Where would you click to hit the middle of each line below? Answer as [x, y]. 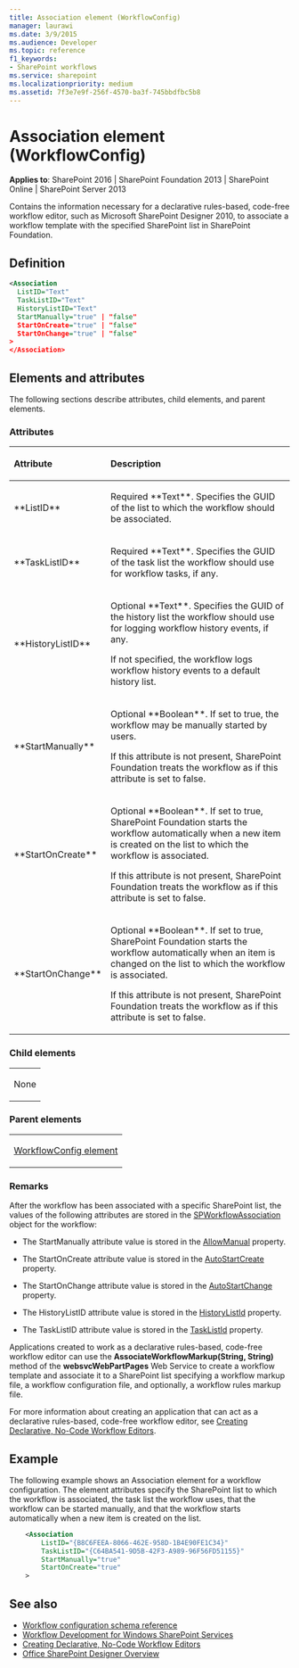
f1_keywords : [33, 59]
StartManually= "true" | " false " [77, 317]
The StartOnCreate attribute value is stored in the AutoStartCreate [143, 1259]
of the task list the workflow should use [192, 563]
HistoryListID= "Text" [57, 309]
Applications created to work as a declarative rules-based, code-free [136, 1347]
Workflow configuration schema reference [100, 1625]
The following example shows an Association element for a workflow [135, 1480]
